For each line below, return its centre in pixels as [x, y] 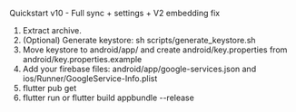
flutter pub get [49, 88]
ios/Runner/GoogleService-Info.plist [90, 79]
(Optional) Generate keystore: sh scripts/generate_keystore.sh [139, 40]
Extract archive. [52, 30]
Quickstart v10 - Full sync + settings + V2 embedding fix [115, 13]
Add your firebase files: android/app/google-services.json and [139, 69]
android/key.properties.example [82, 59]
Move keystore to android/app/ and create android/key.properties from [155, 50]
